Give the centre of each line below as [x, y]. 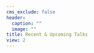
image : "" [24, 29]
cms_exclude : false [31, 12]
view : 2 [16, 40]
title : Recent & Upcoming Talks [47, 35]
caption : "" [27, 23]
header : [16, 18]
